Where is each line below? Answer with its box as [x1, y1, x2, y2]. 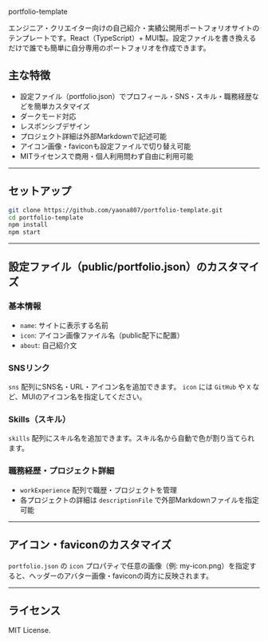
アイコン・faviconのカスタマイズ [8, 538, 171, 552]
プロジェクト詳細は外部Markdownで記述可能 [19, 131, 167, 140]
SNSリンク [8, 362, 50, 374]
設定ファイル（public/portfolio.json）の [8, 259, 207, 274]
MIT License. [8, 626, 51, 635]
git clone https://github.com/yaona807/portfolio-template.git [8, 206, 223, 214]
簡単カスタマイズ [33, 101, 90, 111]
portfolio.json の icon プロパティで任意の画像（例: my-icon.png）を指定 [8, 560, 250, 570]
